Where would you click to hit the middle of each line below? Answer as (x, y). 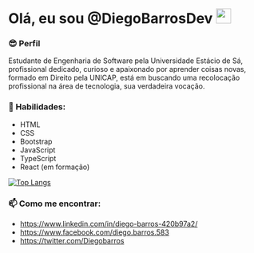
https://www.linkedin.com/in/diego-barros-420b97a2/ (109, 224)
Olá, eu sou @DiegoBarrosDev (111, 19)
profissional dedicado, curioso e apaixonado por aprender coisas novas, (127, 69)
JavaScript (38, 150)
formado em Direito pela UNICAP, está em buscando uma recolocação (124, 78)
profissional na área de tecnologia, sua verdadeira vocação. (107, 86)
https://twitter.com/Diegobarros (72, 241)
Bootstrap (36, 141)
